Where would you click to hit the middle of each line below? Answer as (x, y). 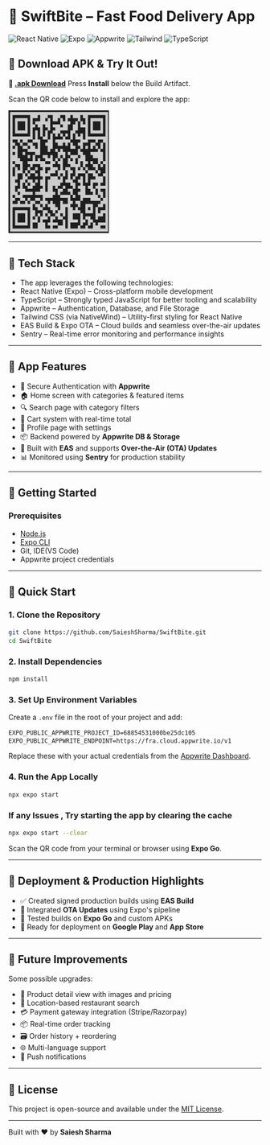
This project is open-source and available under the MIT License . (116, 1109)
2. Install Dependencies (55, 661)
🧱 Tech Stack (42, 264)
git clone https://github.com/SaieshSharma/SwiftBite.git (107, 632)
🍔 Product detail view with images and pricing (96, 995)
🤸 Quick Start (42, 592)
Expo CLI (35, 542)
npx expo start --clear (48, 833)
